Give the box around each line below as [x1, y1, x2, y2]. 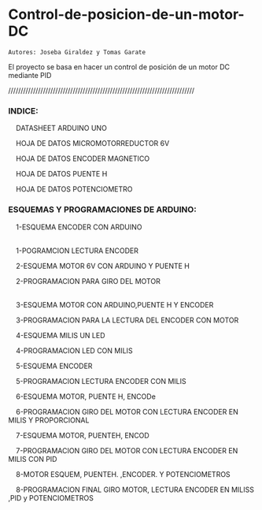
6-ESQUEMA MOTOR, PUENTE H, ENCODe [15, 392, 156, 401]
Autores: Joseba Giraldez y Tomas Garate [8, 48, 146, 56]
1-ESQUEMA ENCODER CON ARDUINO [15, 222, 143, 232]
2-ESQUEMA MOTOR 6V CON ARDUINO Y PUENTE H [15, 261, 190, 270]
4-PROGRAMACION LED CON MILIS [15, 345, 133, 356]
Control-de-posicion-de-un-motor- [8, 6, 245, 24]
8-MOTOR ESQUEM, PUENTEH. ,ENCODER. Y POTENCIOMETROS [15, 469, 231, 478]
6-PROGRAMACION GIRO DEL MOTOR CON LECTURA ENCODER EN [15, 407, 238, 416]
